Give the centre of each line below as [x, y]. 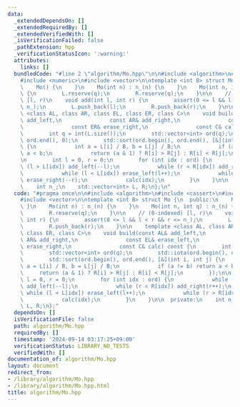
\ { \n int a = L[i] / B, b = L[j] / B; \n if [122, 147]
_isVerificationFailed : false [59, 41]
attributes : [32, 61]
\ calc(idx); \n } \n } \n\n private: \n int [122, 300]
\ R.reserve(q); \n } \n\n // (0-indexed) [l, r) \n [116, 213]
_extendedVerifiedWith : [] [54, 34]
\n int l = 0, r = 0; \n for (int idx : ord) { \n [116, 160]
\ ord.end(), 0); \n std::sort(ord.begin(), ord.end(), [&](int [127, 140]
